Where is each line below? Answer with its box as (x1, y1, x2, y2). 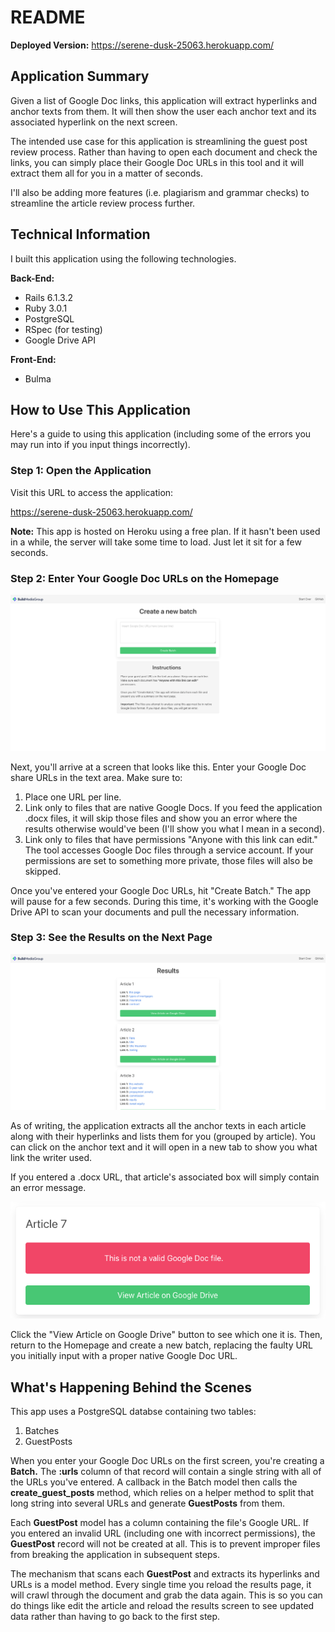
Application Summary (10, 68, 150, 85)
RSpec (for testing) (24, 323, 103, 335)
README (10, 6, 86, 29)
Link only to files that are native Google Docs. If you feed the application (24, 801, 323, 813)
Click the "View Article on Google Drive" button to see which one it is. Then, (10, 1329, 323, 1341)
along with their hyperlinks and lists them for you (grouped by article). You (10, 1131, 316, 1143)
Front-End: (10, 353, 57, 365)
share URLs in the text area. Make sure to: (10, 771, 183, 783)
